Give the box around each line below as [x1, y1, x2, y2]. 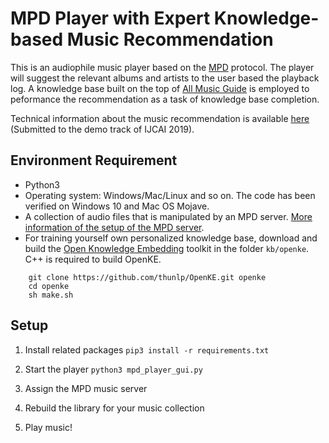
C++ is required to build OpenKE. [24, 253, 162, 265]
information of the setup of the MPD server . [24, 221, 205, 233]
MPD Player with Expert [10, 7, 211, 30]
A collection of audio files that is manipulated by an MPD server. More [24, 210, 313, 222]
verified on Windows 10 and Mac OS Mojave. [24, 200, 210, 212]
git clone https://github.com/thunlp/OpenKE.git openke [28, 272, 267, 282]
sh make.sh [28, 290, 74, 300]
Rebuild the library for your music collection [24, 402, 205, 414]
